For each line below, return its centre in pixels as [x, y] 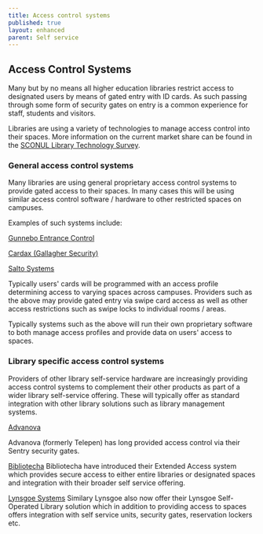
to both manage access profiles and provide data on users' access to [120, 333]
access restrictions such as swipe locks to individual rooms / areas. [117, 309]
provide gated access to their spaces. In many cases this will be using [121, 191]
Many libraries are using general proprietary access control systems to [122, 182]
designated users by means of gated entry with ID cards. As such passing [128, 97]
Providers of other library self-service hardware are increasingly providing [128, 378]
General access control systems [71, 165]
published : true [35, 23]
